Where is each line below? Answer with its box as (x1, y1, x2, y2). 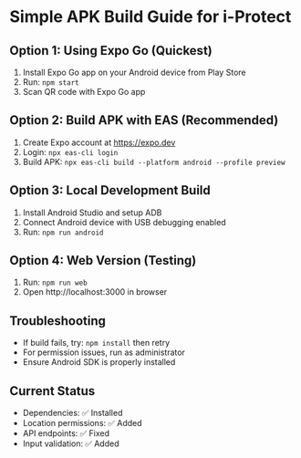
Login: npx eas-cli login (22, 146, 119, 157)
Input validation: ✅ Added (22, 438, 119, 449)
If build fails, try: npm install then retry (22, 338, 171, 349)
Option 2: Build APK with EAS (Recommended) (9, 112, 279, 129)
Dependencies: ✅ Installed (22, 408, 123, 419)
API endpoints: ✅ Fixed (22, 428, 110, 439)
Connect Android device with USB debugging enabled (22, 216, 226, 227)
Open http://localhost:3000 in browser (22, 286, 168, 297)
